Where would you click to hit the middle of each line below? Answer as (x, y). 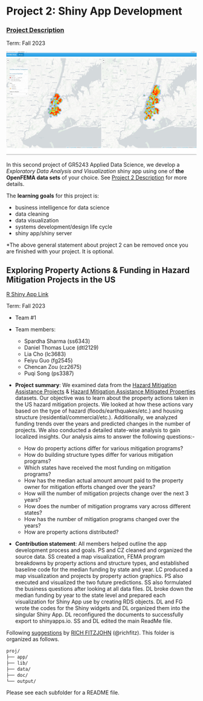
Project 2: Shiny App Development (94, 11)
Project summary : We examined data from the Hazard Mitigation (96, 385)
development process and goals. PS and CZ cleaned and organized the (104, 550)
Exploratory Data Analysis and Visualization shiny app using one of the (95, 171)
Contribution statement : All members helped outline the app (91, 544)
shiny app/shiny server (43, 233)
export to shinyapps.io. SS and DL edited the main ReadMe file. (94, 621)
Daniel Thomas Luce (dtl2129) (61, 348)
